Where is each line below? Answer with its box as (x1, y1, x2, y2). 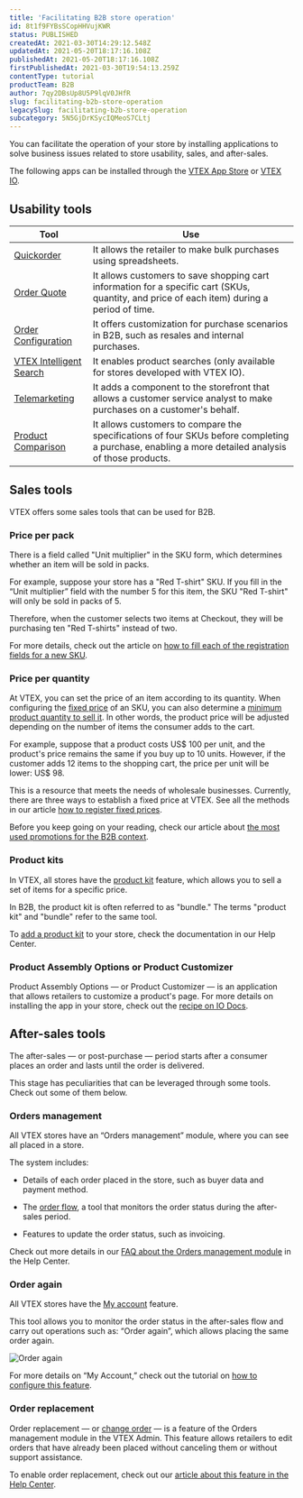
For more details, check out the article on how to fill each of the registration (9, 640, 289, 651)
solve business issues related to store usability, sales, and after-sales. (9, 148, 269, 159)
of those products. (92, 452, 171, 464)
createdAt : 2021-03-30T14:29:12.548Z (9, 38, 151, 48)
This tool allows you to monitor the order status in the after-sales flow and (9, 1316, 284, 1327)
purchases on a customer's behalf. (92, 403, 241, 416)
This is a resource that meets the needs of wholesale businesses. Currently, (9, 786, 291, 796)
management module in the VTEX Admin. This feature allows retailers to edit (9, 1432, 293, 1443)
